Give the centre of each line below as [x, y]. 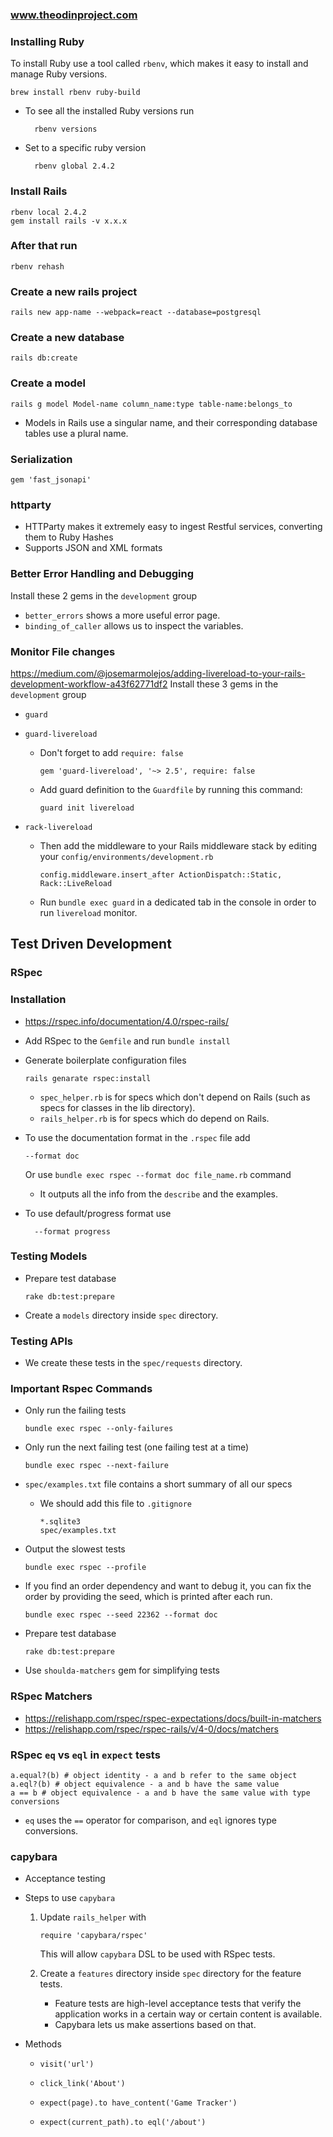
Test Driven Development [91, 944]
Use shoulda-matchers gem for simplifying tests [122, 1670]
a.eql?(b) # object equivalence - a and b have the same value [145, 1784]
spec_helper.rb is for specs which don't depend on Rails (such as [175, 1097]
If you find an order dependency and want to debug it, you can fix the [168, 1586]
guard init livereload [87, 808]
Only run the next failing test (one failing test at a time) [137, 1447]
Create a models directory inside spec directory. [121, 1315]
